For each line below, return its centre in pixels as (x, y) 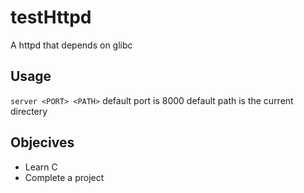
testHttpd (51, 17)
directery (29, 111)
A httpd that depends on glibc (71, 45)
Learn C (41, 167)
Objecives (42, 142)
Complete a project (64, 177)
